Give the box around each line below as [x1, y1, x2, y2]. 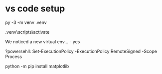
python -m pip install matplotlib [5, 63, 69, 69]
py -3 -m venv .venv [5, 19, 47, 25]
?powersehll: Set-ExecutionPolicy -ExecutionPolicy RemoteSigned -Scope [5, 48, 157, 54]
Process [5, 53, 22, 60]
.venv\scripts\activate [5, 29, 50, 35]
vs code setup [5, 3, 65, 14]
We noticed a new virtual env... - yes [5, 38, 80, 45]
